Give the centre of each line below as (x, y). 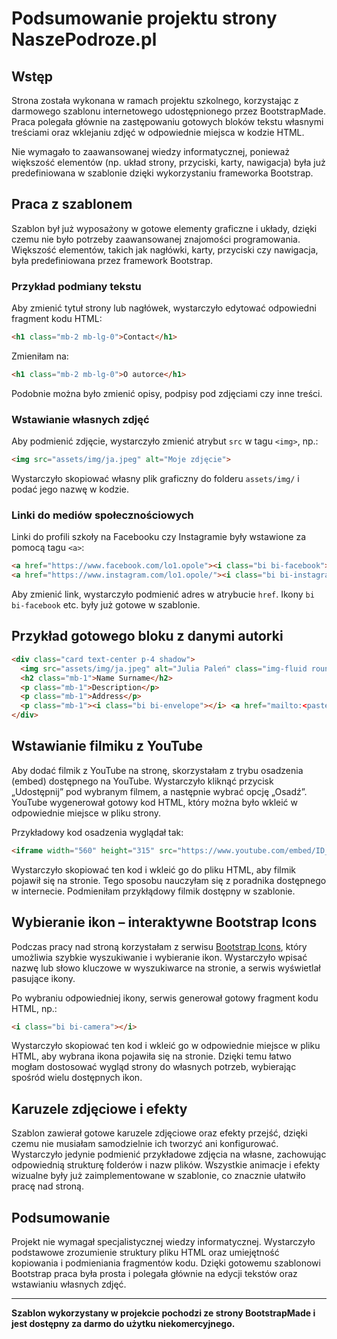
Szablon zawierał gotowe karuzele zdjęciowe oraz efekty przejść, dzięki (159, 1133)
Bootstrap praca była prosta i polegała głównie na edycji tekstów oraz (154, 1274)
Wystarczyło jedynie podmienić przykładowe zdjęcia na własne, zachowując (169, 1154)
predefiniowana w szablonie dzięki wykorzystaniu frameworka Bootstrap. (162, 173)
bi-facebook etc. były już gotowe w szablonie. (106, 605)
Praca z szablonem (72, 204)
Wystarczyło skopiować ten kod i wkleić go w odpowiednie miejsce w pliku (166, 1046)
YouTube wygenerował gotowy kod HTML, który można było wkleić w (154, 802)
